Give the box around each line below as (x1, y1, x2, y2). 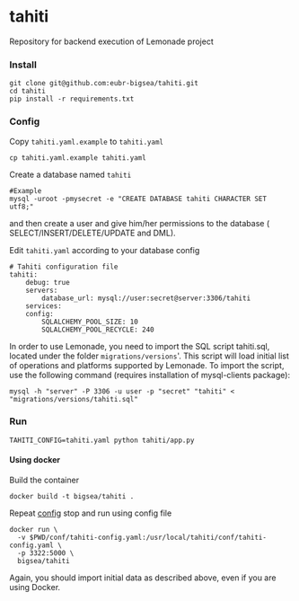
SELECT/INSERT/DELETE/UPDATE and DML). (9, 227, 177, 238)
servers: (25, 286, 58, 295)
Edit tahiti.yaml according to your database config (9, 244, 200, 255)
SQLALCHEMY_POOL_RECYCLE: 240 (41, 325, 154, 334)
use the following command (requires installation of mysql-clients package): (9, 369, 290, 380)
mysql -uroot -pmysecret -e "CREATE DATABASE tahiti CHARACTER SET (9, 194, 268, 203)
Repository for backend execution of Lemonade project (9, 36, 214, 47)
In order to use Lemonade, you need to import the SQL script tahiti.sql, (9, 340, 270, 351)
